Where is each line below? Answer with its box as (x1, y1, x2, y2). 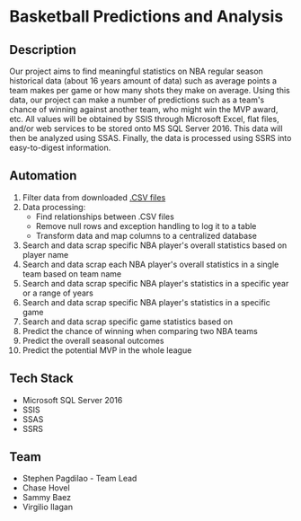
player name (22, 249, 69, 260)
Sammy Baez (22, 492, 72, 503)
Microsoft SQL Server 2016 (22, 394, 123, 405)
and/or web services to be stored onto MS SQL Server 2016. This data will (9, 123, 283, 134)
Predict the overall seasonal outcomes (22, 335, 164, 346)
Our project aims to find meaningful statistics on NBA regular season (9, 66, 263, 76)
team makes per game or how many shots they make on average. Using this (9, 85, 290, 95)
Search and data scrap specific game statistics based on (22, 316, 234, 327)
